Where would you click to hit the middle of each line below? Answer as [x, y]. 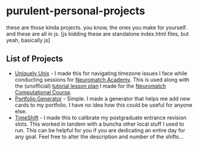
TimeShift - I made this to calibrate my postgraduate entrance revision [100, 117]
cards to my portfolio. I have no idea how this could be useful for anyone [103, 105]
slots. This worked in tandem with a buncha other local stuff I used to [99, 124]
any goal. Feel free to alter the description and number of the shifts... [99, 136]
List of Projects [35, 59]
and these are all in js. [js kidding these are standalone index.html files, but [98, 33]
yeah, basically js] [28, 40]
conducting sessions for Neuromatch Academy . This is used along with [102, 79]
